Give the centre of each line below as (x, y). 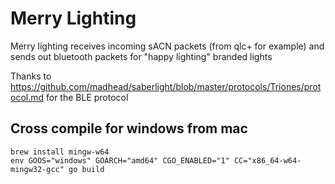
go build (86, 169)
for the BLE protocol (87, 97)
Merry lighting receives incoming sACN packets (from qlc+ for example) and (167, 46)
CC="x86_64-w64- (267, 160)
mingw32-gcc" (37, 169)
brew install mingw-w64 (60, 152)
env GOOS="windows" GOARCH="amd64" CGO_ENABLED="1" (120, 160)
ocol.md (27, 97)
